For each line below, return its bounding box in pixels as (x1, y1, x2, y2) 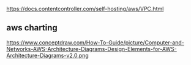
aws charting (6, 22, 58, 33)
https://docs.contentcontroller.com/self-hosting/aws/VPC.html (6, 5, 164, 12)
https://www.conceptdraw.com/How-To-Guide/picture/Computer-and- (6, 39, 185, 46)
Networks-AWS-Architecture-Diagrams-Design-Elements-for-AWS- (6, 45, 178, 52)
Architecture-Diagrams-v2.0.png (6, 52, 89, 59)
